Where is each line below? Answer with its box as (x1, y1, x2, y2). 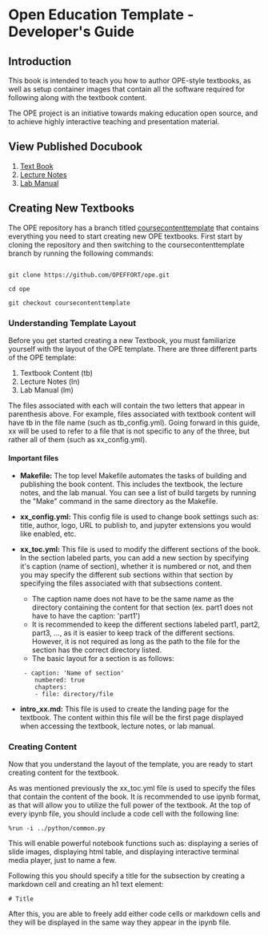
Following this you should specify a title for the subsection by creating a (8, 871, 246, 881)
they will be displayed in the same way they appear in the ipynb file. (8, 917, 232, 927)
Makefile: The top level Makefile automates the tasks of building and (19, 471, 247, 481)
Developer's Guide (8, 22, 134, 41)
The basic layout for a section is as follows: (31, 654, 174, 663)
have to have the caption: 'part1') (31, 611, 141, 621)
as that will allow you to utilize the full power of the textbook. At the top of (8, 800, 251, 810)
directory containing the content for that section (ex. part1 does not (31, 603, 254, 612)
